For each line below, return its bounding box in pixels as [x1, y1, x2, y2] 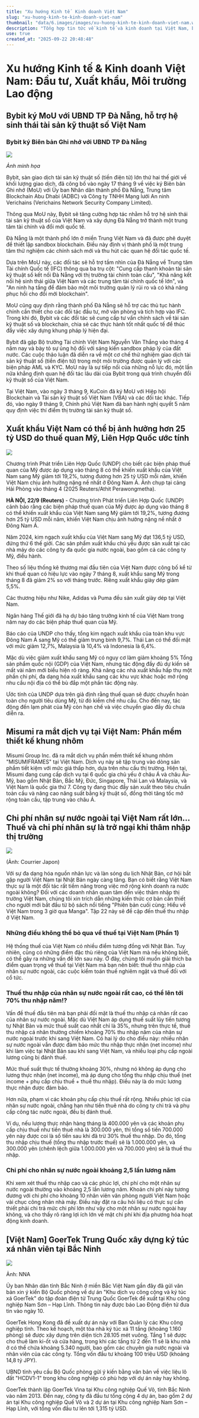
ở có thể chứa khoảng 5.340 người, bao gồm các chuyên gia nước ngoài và [6, 1344, 190, 1352]
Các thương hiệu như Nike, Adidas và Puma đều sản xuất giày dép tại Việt [6, 594, 186, 601]
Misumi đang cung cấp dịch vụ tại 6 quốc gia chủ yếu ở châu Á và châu [6, 771, 181, 778]
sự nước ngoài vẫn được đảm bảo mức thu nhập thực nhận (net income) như [6, 1041, 192, 1048]
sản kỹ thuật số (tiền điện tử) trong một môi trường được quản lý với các [6, 357, 182, 364]
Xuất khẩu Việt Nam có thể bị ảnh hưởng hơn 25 [6, 424, 185, 434]
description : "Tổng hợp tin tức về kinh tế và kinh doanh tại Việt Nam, [6, 25, 190, 31]
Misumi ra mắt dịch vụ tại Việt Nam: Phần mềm [6, 727, 182, 737]
